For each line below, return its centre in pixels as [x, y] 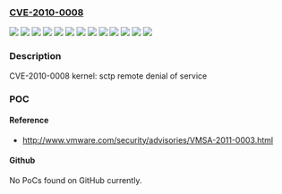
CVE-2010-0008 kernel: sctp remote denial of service [108, 76]
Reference [29, 120]
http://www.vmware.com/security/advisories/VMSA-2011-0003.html [148, 139]
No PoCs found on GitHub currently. [76, 180]
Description [35, 56]
